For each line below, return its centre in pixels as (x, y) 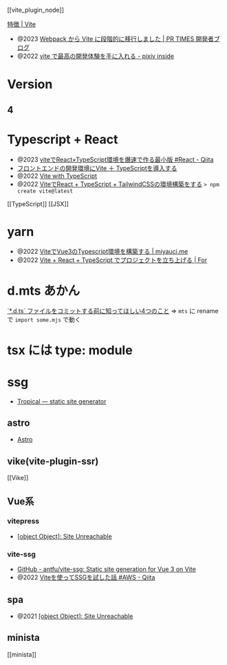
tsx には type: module (70, 350)
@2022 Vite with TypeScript (57, 176)
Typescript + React (63, 139)
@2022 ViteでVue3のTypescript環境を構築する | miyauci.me (102, 252)
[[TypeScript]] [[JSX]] (38, 204)
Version (30, 85)
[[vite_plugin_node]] (35, 10)
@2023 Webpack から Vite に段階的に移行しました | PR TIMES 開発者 (116, 39)
